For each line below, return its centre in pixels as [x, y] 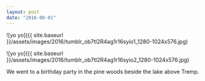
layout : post [23, 12]
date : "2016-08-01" [31, 18]
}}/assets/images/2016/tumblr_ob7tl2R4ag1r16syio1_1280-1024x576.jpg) [97, 41]
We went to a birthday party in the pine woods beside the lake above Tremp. [103, 71]
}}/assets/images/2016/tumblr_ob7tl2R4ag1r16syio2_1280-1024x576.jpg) [98, 60]
